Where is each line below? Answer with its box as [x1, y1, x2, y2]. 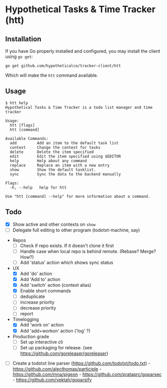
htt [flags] [10, 123, 35, 128]
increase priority [20, 299, 55, 306]
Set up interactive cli [20, 339, 63, 345]
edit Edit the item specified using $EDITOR [10, 154, 121, 159]
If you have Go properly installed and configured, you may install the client [5, 48, 160, 54]
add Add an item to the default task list [10, 140, 119, 145]
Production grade [12, 333, 50, 339]
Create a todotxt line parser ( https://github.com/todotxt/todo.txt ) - [12, 360, 151, 366]
